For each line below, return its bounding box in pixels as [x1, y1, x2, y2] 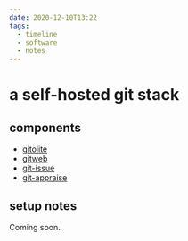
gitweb [21, 154, 48, 164]
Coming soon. [9, 221, 61, 232]
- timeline [17, 29, 58, 38]
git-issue [21, 162, 55, 174]
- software [17, 37, 58, 47]
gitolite [21, 144, 47, 154]
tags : [9, 21, 29, 30]
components [9, 120, 82, 135]
